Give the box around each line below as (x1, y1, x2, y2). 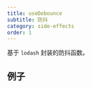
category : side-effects (7, 23, 75, 29)
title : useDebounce (7, 10, 63, 17)
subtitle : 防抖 (7, 16, 48, 23)
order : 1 (7, 29, 32, 36)
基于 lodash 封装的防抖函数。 (7, 48, 89, 57)
